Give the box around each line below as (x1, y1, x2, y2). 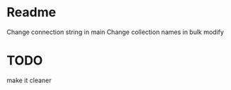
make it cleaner (6, 76, 52, 84)
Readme (6, 4, 57, 21)
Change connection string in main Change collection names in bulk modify (6, 28, 225, 36)
